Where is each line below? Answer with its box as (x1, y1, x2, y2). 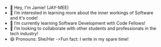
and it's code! (9, 15, 38, 21)
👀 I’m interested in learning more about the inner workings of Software (9, 10, 154, 16)
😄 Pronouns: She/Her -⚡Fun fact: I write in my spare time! (9, 36, 129, 42)
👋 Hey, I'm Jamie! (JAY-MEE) (9, 5, 69, 10)
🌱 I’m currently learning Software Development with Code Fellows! (9, 20, 146, 26)
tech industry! (9, 31, 39, 36)
